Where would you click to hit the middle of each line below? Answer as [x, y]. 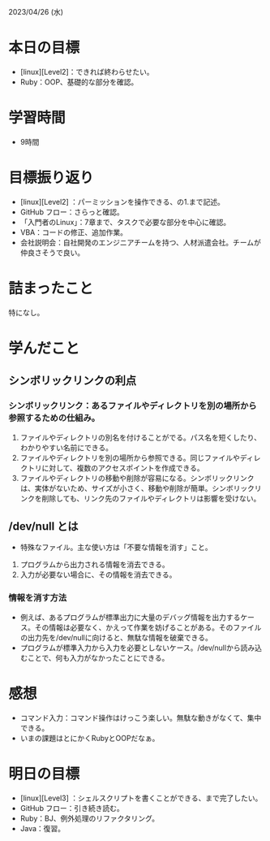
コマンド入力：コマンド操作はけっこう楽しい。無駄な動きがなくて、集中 [141, 717]
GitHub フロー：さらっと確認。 [72, 212]
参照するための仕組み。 [54, 418]
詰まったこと [51, 288]
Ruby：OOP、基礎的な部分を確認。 [79, 82]
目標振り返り [51, 178]
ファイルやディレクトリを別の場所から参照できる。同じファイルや [130, 457]
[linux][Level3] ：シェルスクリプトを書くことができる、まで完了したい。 [141, 798]
